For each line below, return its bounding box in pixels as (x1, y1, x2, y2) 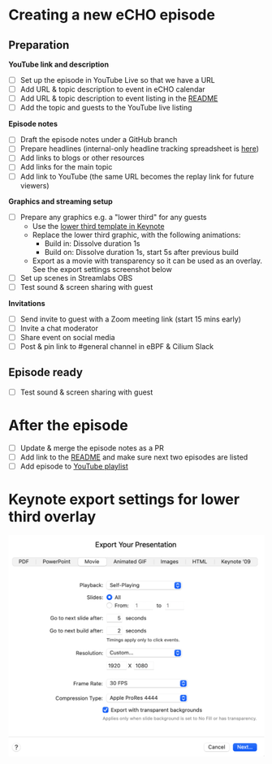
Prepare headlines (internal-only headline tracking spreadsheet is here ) (19, 144, 260, 153)
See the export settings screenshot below (32, 264, 172, 274)
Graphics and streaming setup (8, 196, 114, 206)
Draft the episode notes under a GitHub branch (19, 135, 178, 145)
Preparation (8, 38, 70, 52)
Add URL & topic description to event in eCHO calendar (19, 84, 205, 94)
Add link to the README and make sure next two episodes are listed (19, 452, 248, 462)
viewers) (19, 180, 50, 190)
